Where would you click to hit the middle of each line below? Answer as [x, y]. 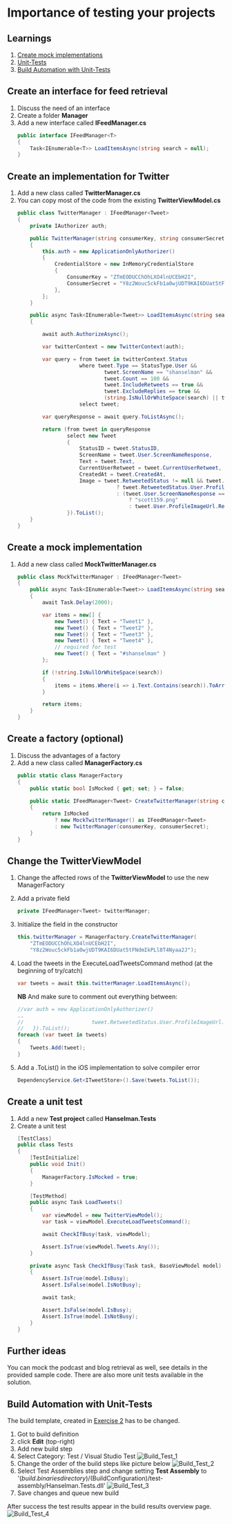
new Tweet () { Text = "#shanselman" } [110, 654]
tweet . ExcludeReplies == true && [152, 392]
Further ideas [37, 1351]
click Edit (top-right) [46, 1441]
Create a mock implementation [75, 547]
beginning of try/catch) [50, 970]
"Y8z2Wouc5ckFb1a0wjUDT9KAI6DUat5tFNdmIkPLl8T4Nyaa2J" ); [114, 950]
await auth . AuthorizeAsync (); [86, 334]
